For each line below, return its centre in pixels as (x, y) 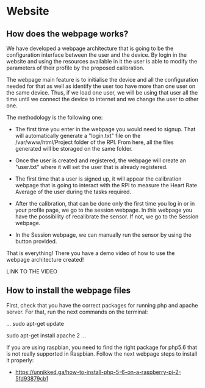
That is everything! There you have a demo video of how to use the (91, 253)
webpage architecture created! (45, 260)
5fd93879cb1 (32, 378)
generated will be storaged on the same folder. (74, 149)
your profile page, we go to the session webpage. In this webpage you (104, 210)
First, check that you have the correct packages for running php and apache (102, 305)
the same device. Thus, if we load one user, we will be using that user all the (102, 92)
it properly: (20, 360)
